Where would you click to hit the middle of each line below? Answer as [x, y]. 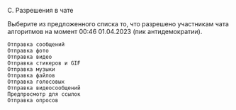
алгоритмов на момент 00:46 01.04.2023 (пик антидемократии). [105, 32]
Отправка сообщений [36, 45]
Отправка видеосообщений [44, 88]
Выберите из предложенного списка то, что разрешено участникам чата [118, 24]
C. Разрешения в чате [40, 10]
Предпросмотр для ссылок [44, 94]
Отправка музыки [31, 70]
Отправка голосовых [36, 82]
